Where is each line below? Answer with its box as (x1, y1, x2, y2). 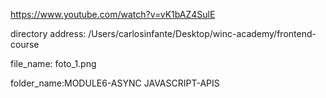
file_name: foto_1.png (10, 58, 97, 69)
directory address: (10, 28, 87, 39)
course (10, 39, 40, 50)
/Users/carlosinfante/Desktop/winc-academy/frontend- (88, 28, 317, 39)
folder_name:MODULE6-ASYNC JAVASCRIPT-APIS (10, 77, 220, 89)
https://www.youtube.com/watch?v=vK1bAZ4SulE (10, 9, 216, 20)
